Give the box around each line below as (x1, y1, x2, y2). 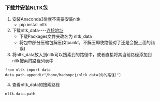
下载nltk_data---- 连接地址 (12, 28, 64, 34)
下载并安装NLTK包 (5, 4, 48, 11)
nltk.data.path (5, 91, 36, 97)
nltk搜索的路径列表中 (12, 58, 54, 64)
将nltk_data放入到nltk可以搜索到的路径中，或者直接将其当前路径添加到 (12, 52, 152, 58)
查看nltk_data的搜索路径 (12, 82, 60, 88)
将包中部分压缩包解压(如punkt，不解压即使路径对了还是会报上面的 (19, 40, 151, 46)
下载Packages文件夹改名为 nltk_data (19, 34, 92, 39)
